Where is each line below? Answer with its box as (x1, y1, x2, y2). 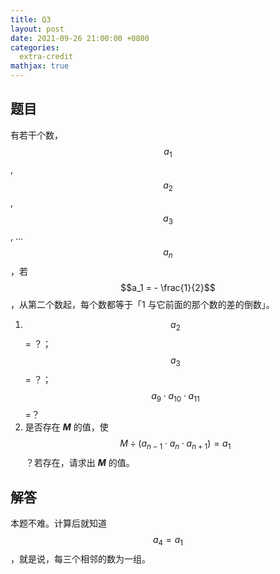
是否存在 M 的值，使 (24, 421, 109, 433)
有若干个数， (10, 129, 63, 141)
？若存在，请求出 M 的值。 (24, 457, 135, 469)
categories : (10, 42, 60, 53)
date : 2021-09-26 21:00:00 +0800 (10, 33, 150, 43)
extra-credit (19, 52, 74, 62)
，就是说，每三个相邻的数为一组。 (10, 552, 151, 565)
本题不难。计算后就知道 (10, 517, 107, 529)
